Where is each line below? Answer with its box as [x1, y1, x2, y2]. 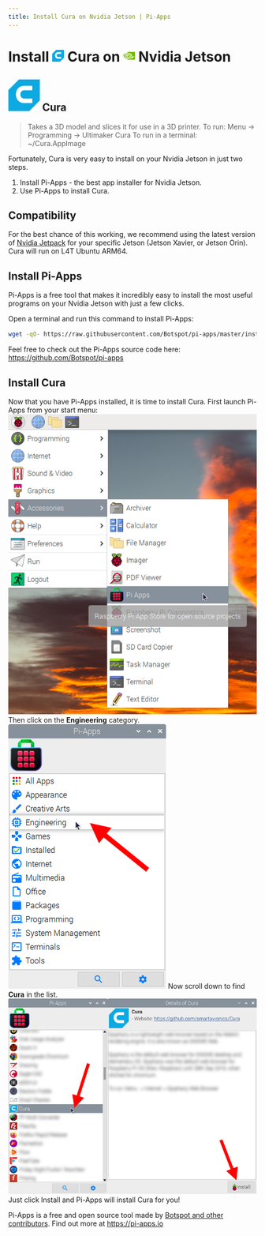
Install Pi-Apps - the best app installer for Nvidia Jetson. [19, 178, 203, 187]
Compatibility [8, 209, 77, 223]
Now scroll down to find [167, 981, 246, 990]
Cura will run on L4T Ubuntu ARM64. [8, 246, 129, 256]
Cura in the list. [8, 990, 58, 999]
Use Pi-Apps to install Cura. [19, 186, 110, 195]
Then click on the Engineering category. [8, 715, 140, 724]
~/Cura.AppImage [27, 138, 87, 148]
